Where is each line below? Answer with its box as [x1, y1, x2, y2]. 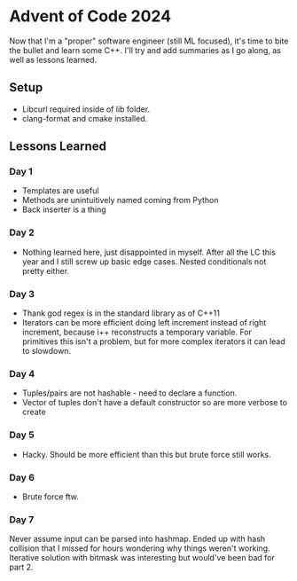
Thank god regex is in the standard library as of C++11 [21, 308, 220, 318]
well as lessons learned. [9, 54, 98, 65]
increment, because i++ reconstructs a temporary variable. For [21, 326, 253, 338]
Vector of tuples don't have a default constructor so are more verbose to [21, 397, 288, 408]
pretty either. [21, 265, 69, 276]
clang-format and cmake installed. [21, 113, 148, 123]
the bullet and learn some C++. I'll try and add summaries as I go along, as [9, 44, 282, 55]
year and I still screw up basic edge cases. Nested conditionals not [21, 255, 267, 267]
